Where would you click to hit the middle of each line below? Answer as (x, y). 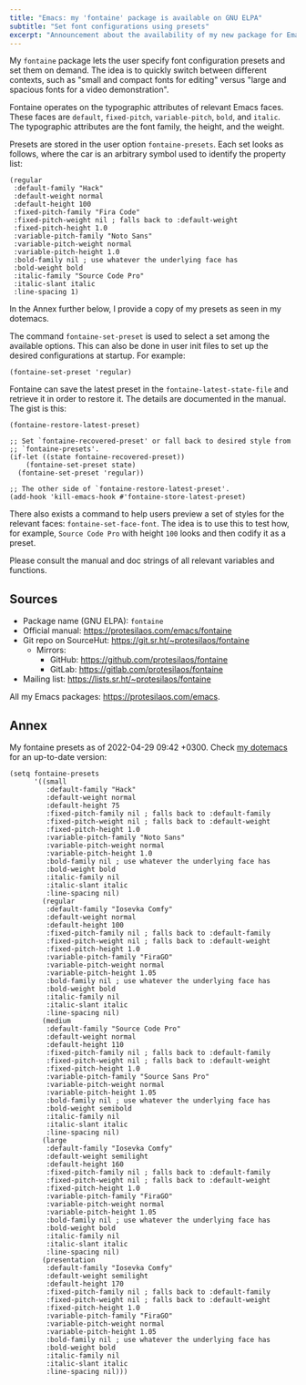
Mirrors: (51, 650)
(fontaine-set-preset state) (81, 466)
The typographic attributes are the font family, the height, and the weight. (147, 127)
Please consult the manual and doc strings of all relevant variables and (142, 560)
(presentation (69, 1260)
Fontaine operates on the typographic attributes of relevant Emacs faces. (147, 108)
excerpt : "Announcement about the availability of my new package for (146, 35)
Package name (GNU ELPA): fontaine (93, 621)
